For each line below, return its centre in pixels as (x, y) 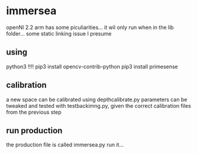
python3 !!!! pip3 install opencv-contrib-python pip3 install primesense (92, 66)
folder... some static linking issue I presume (59, 33)
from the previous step (34, 112)
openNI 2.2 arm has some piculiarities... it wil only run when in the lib (90, 27)
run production (34, 131)
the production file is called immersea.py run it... (65, 145)
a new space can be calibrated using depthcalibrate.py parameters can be (97, 100)
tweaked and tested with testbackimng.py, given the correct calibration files (98, 105)
